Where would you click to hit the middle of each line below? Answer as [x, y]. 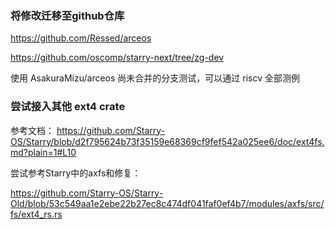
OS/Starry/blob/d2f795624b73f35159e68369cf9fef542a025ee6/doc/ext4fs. [167, 141]
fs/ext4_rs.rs [36, 214]
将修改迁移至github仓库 [67, 15]
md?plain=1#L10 [43, 152]
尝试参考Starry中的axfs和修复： [76, 173]
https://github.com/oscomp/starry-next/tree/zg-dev [117, 58]
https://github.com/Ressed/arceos [81, 38]
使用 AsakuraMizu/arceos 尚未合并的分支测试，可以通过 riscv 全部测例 [155, 78]
